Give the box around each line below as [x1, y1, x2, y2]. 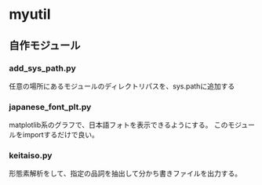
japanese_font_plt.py [9, 101, 92, 112]
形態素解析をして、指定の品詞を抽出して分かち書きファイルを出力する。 [9, 169, 242, 178]
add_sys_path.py [9, 63, 77, 74]
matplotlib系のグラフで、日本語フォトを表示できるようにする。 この [9, 120, 228, 130]
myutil [9, 5, 51, 24]
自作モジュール [9, 38, 81, 52]
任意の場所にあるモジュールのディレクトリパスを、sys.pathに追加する [9, 81, 235, 91]
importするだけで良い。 [22, 130, 99, 140]
